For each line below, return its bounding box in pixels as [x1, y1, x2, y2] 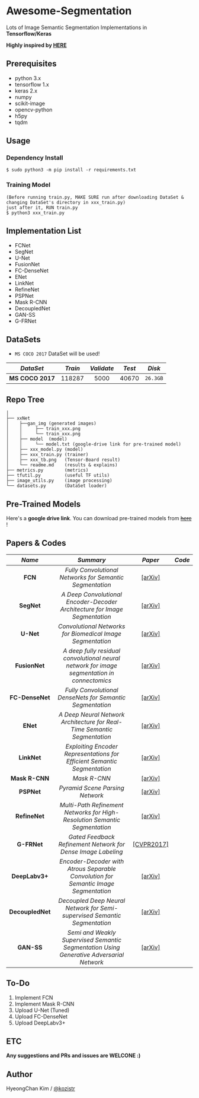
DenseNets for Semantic [57, 693, 126, 701]
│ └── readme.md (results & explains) [6, 462, 118, 468]
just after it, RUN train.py [6, 205, 78, 211]
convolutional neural [63, 654, 120, 662]
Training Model [6, 181, 51, 189]
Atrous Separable [67, 864, 117, 873]
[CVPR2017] [132, 840, 169, 848]
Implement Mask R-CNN [14, 1000, 75, 1007]
